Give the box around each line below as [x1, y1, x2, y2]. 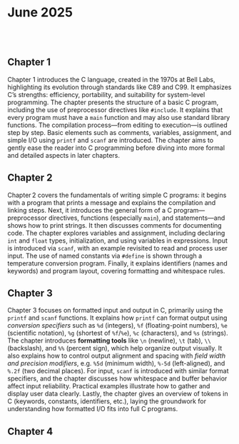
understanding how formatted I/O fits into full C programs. [7, 405, 178, 413]
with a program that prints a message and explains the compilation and [7, 198, 216, 207]
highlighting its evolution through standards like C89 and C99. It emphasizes [7, 83, 232, 91]
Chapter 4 [7, 425, 54, 438]
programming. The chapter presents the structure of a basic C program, [7, 98, 219, 106]
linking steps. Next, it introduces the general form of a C [7, 206, 173, 214]
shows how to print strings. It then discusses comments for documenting [7, 221, 223, 229]
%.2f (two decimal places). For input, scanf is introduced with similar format [7, 367, 229, 375]
